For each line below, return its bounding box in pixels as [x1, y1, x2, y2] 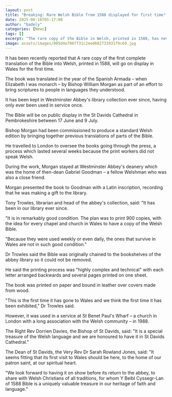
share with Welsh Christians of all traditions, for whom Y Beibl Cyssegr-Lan [5, 375, 164, 381]
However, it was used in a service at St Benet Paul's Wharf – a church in [5, 312, 157, 319]
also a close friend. [5, 174, 46, 180]
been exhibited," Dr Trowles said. [5, 303, 75, 309]
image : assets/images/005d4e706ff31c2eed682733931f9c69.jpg [5, 41, 137, 46]
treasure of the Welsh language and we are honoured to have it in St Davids [5, 333, 165, 340]
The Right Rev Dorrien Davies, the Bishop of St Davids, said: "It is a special [5, 328, 163, 334]
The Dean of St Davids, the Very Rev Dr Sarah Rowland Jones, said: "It [5, 349, 155, 355]
